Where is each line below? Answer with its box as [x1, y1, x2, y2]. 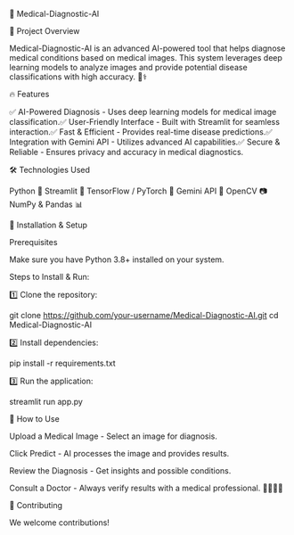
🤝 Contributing [9, 500, 63, 510]
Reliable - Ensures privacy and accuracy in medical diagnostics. [9, 147, 244, 157]
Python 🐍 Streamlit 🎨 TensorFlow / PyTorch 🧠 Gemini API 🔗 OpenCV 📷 [9, 185, 268, 196]
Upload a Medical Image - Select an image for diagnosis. [9, 431, 218, 441]
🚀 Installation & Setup [9, 219, 87, 230]
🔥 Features [9, 89, 50, 99]
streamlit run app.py [9, 397, 83, 407]
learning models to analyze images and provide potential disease [9, 62, 248, 72]
